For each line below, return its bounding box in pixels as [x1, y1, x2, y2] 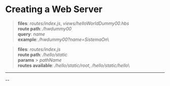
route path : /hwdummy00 [17, 25, 72, 31]
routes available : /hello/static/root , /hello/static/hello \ [17, 62, 130, 68]
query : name [17, 31, 46, 37]
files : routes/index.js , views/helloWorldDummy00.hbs [17, 20, 130, 26]
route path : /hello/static [17, 52, 68, 58]
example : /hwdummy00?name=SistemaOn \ [17, 36, 109, 42]
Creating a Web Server [5, 4, 103, 15]
